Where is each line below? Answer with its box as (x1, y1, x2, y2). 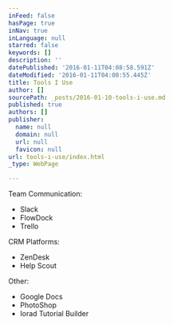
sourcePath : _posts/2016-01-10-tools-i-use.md (8, 93, 166, 101)
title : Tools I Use (8, 78, 73, 86)
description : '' (8, 57, 62, 65)
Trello (19, 221, 39, 232)
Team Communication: (8, 189, 83, 199)
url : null (15, 137, 48, 146)
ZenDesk (19, 252, 50, 262)
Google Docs (19, 292, 63, 302)
